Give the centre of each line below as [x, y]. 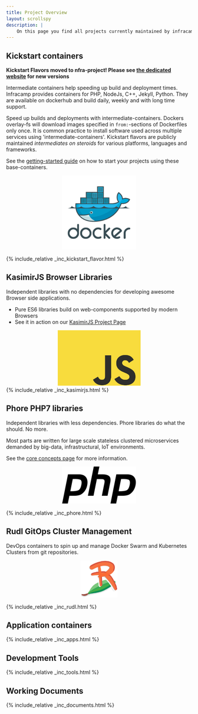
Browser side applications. [38, 298]
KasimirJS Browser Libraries [60, 278]
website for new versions [38, 76]
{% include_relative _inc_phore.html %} [54, 513]
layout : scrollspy [29, 19]
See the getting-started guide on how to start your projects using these [93, 161]
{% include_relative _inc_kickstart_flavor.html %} [65, 259]
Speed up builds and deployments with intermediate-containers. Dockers [95, 118]
